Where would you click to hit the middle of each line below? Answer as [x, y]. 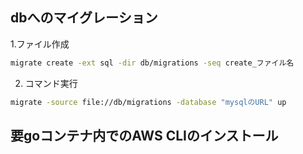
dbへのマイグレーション [84, 18]
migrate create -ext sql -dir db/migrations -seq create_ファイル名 [152, 63]
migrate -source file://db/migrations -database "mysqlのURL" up [148, 102]
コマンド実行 [51, 83]
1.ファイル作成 [40, 44]
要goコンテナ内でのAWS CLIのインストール [144, 135]
